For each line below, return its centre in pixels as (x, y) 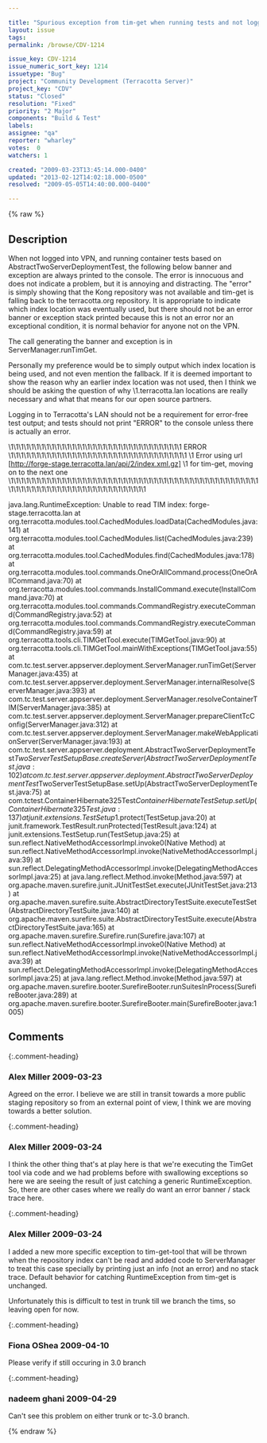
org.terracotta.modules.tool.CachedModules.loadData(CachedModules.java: (133, 521)
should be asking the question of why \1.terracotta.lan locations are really (128, 390)
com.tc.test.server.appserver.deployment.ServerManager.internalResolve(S (132, 682)
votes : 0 (25, 148)
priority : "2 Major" (43, 111)
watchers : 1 (28, 155)
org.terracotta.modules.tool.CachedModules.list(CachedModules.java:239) (131, 538)
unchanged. (28, 1285)
